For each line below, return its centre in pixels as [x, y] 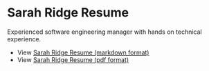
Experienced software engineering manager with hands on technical [104, 32]
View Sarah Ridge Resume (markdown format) [83, 52]
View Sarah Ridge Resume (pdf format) [73, 59]
